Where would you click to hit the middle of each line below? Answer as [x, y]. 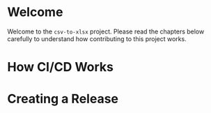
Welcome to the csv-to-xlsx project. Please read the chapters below [106, 31]
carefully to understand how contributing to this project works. [97, 38]
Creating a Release [63, 99]
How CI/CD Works [60, 67]
